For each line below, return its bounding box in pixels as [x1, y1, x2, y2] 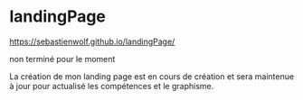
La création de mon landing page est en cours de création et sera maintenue [9, 70, 295, 82]
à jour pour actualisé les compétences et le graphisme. [9, 80, 214, 91]
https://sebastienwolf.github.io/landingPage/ [9, 36, 175, 47]
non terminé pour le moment [9, 53, 116, 64]
